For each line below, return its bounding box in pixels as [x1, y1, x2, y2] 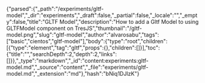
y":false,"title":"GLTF [6, 18, 58, 25]
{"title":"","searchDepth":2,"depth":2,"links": [6, 51, 117, 57]
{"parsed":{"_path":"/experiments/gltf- [6, 5, 104, 12]
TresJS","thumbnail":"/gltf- [74, 24, 143, 32]
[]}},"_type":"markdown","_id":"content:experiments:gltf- [6, 57, 149, 64]
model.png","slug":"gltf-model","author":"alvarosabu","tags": [6, 31, 159, 38]
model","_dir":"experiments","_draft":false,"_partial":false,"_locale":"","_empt [6, 12, 198, 19]
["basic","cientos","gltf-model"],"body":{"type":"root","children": [6, 38, 168, 45]
